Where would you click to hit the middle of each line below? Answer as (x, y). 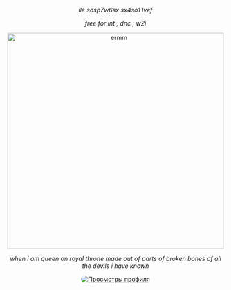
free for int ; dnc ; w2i (115, 23)
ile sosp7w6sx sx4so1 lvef (115, 10)
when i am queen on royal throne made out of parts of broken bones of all (115, 259)
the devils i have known (115, 266)
